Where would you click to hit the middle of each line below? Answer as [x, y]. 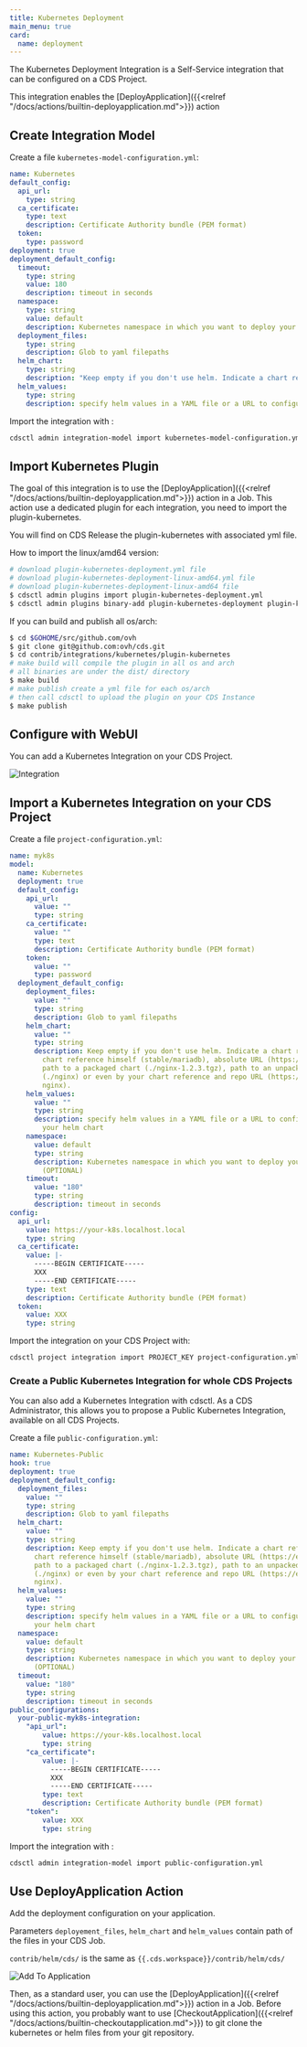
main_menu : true [40, 27]
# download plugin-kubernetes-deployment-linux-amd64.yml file [132, 578]
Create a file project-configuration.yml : [86, 839]
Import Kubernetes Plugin [85, 466]
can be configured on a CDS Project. [79, 80]
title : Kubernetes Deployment [67, 18]
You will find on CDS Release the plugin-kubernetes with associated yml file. [153, 535]
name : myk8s [32, 856]
